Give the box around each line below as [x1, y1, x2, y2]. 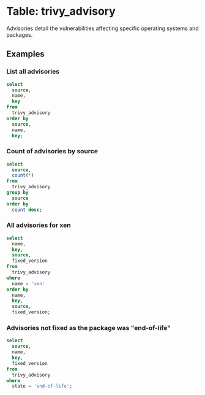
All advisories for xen [6, 221, 72, 229]
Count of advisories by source [6, 147, 98, 156]
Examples [6, 49, 45, 59]
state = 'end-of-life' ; [12, 383, 72, 389]
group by [6, 190, 29, 196]
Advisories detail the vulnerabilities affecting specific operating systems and [6, 25, 199, 32]
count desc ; [12, 207, 43, 213]
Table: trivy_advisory [6, 4, 116, 18]
